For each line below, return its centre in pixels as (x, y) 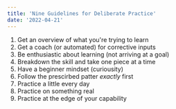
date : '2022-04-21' (35, 20)
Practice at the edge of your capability (72, 98)
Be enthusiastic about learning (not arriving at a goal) (93, 54)
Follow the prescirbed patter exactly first (75, 76)
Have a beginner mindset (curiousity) (70, 69)
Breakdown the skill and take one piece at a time (86, 61)
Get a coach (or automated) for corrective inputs (86, 47)
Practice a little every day (53, 83)
